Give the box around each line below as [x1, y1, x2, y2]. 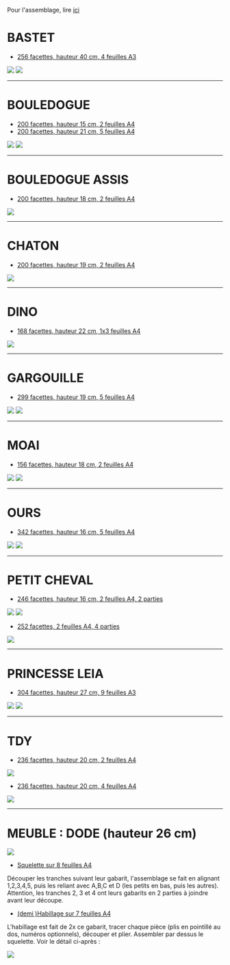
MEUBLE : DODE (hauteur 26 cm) [7, 826, 197, 841]
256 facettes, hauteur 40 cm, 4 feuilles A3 [16, 52, 137, 60]
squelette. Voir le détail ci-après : [7, 938, 101, 946]
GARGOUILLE [7, 370, 84, 385]
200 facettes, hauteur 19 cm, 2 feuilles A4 [16, 260, 136, 269]
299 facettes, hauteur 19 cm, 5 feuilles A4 [16, 393, 136, 401]
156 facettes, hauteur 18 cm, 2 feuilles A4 [16, 460, 134, 468]
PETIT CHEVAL [7, 572, 94, 588]
